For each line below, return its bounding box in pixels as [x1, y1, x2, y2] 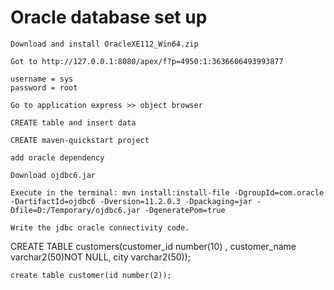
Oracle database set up [10, 6, 208, 29]
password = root [10, 82, 78, 93]
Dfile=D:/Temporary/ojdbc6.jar [10, 205, 141, 215]
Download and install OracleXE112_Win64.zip [10, 39, 199, 49]
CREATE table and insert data [10, 117, 137, 128]
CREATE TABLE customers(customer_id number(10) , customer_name [10, 240, 297, 252]
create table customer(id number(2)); [10, 270, 172, 280]
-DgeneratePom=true [144, 205, 226, 215]
